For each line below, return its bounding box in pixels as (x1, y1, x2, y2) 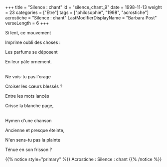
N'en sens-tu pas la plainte (5, 137, 61, 143)
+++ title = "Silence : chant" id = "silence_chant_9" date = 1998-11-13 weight (5, 4, 162, 10)
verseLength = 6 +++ (5, 20, 49, 26)
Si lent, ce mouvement (5, 30, 51, 35)
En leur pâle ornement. (5, 59, 52, 64)
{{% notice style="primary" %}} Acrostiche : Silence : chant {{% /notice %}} (5, 157, 162, 162)
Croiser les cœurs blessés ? (5, 83, 63, 89)
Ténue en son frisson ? (5, 147, 52, 153)
